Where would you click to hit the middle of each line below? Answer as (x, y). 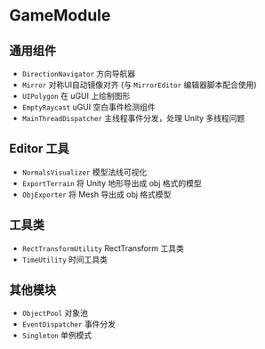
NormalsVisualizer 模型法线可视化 (84, 172)
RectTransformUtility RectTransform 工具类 (103, 248)
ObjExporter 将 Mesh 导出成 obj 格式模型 (96, 194)
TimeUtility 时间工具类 (65, 259)
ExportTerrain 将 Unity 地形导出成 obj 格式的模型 (112, 183)
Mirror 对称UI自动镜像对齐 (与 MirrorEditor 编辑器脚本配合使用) (139, 85)
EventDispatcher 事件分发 (69, 324)
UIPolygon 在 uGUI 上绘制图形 (76, 96)
